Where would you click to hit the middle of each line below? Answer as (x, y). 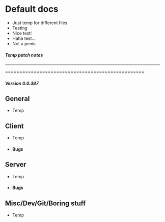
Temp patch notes (24, 55)
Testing (20, 28)
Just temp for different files (40, 23)
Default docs (32, 9)
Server (16, 165)
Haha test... (24, 38)
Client (14, 126)
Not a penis (24, 43)
